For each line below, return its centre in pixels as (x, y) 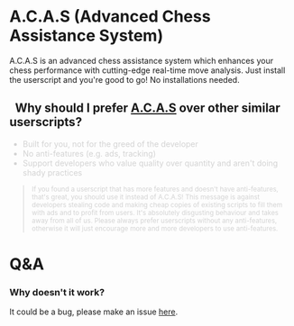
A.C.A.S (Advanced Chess (110, 17)
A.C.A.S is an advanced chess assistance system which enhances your (141, 60)
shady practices (52, 172)
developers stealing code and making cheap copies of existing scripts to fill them (157, 204)
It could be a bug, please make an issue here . (94, 312)
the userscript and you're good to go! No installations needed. (125, 79)
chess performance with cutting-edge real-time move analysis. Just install (147, 70)
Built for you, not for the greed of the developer (110, 144)
